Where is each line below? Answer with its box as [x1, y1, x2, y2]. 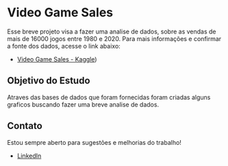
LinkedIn [16, 152, 42, 160]
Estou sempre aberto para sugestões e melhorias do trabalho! [7, 138, 181, 146]
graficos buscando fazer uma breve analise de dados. [7, 100, 160, 109]
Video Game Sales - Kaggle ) [16, 55, 97, 63]
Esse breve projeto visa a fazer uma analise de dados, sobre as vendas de [7, 27, 217, 36]
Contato [7, 120, 42, 132]
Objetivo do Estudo [7, 75, 90, 87]
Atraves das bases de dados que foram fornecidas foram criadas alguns [7, 93, 211, 101]
